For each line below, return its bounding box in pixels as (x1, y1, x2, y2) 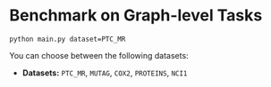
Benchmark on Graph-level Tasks (9, 5, 263, 26)
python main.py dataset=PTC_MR (9, 35, 126, 43)
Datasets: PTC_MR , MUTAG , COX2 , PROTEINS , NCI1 (21, 67, 188, 78)
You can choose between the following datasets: (9, 50, 190, 60)
